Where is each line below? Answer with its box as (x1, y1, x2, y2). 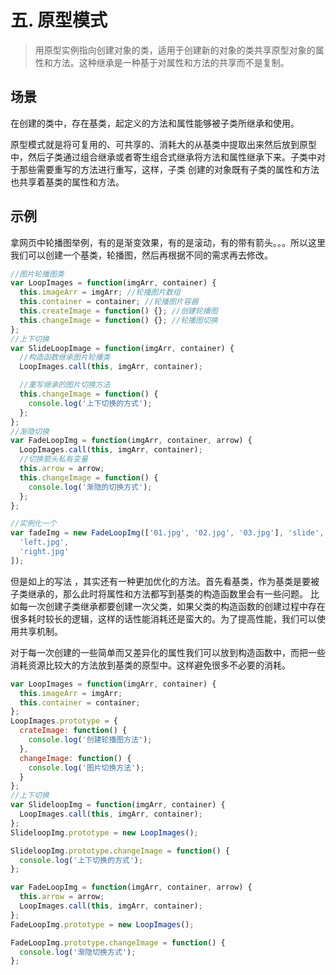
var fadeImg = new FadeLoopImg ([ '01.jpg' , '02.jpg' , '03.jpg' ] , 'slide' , (10, 528, 325, 538)
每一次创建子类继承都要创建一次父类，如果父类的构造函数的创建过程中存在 (18, 600, 326, 612)
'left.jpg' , (19, 537, 70, 548)
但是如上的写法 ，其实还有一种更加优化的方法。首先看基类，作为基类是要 (10, 575, 311, 587)
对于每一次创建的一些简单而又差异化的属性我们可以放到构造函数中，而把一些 (10, 646, 326, 658)
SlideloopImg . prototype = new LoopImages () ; (10, 827, 199, 838)
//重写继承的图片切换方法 (19, 380, 111, 390)
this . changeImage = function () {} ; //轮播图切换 (19, 315, 218, 325)
